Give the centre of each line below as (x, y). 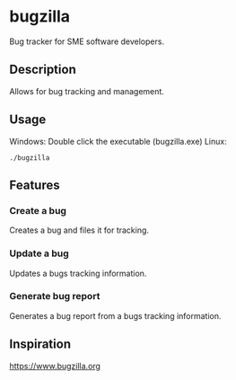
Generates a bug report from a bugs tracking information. (115, 315)
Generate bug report (55, 296)
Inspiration (40, 345)
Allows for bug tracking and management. (87, 91)
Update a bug (39, 253)
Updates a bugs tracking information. (78, 273)
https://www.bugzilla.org (55, 366)
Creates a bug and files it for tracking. (79, 230)
